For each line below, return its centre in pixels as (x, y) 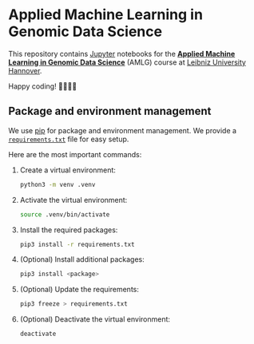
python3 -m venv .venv (58, 184)
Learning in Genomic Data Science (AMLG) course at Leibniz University (127, 62)
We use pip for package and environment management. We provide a (123, 130)
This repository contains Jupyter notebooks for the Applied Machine (122, 53)
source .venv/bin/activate (65, 214)
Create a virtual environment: (67, 170)
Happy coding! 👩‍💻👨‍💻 (43, 86)
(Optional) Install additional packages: (82, 259)
